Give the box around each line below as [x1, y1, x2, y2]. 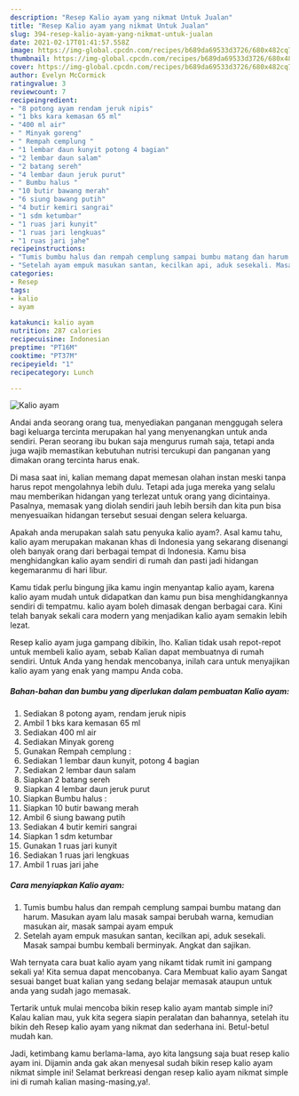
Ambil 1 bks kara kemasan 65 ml [22, 717, 141, 729]
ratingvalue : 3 [10, 79, 67, 88]
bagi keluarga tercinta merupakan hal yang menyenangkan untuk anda [10, 427, 268, 437]
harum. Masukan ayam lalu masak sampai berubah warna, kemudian [22, 912, 274, 923]
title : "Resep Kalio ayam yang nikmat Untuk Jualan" [10, 21, 209, 30]
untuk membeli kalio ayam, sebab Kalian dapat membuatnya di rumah [10, 646, 264, 658]
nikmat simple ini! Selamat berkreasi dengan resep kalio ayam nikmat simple [10, 1068, 289, 1078]
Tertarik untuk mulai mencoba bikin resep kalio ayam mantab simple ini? [10, 1003, 273, 1013]
